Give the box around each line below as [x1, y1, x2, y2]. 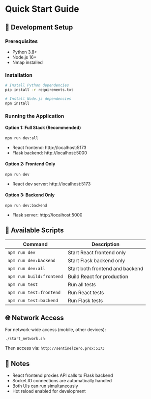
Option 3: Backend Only [5, 192, 55, 198]
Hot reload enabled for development [12, 388, 86, 394]
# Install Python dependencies [5, 83, 69, 88]
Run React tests [68, 289, 104, 296]
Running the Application [5, 112, 64, 119]
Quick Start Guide [5, 3, 80, 15]
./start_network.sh [5, 336, 45, 341]
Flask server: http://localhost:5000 [12, 212, 83, 217]
